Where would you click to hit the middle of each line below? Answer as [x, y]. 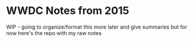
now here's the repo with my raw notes [54, 33]
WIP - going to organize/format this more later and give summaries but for [97, 27]
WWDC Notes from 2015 [68, 11]
